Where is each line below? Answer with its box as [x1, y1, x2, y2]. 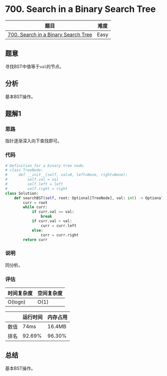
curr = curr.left [40, 223, 77, 228]
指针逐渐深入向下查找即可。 [5, 138, 62, 144]
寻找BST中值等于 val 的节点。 [5, 63, 64, 69]
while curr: [23, 205, 48, 210]
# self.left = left [5, 182, 64, 187]
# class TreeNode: [5, 168, 43, 173]
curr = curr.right [40, 232, 79, 237]
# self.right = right [5, 186, 68, 191]
